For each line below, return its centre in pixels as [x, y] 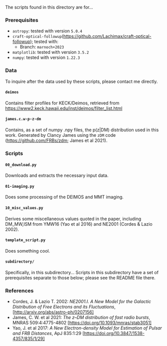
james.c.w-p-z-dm [23, 119]
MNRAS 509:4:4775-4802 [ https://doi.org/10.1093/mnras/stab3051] [82, 323]
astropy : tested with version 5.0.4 [47, 31]
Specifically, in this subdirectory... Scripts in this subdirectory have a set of [82, 272]
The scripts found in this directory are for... [49, 7]
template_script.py [25, 240]
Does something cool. [28, 251]
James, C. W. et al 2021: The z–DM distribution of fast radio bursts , [81, 318]
